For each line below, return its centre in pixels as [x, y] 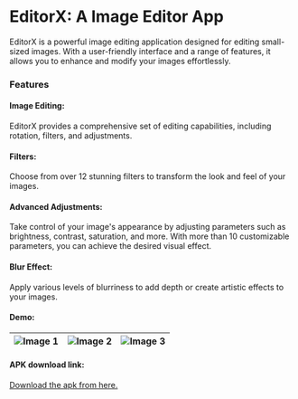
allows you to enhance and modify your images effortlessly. [120, 61]
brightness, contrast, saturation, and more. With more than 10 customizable [149, 236]
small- [273, 42]
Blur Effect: [31, 267]
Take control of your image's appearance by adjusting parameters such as [148, 227]
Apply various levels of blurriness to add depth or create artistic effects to [147, 287]
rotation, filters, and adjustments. [71, 136]
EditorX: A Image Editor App [116, 17]
